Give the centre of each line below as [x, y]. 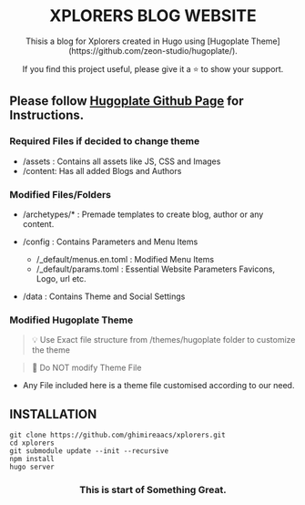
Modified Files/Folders [61, 194]
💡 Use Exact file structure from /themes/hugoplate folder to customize [163, 340]
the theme [51, 350]
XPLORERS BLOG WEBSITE [153, 16]
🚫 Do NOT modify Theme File [86, 368]
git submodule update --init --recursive [89, 451]
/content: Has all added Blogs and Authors [102, 170]
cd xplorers [32, 443]
